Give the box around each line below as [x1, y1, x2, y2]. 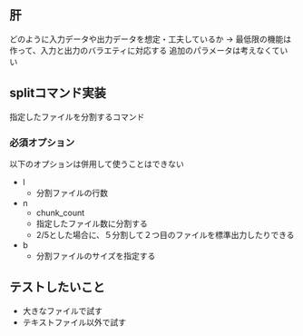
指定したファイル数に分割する [35, 218, 148, 229]
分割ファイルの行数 [35, 187, 109, 198]
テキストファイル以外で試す [22, 316, 127, 328]
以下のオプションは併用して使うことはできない [9, 158, 184, 169]
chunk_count [35, 207, 85, 218]
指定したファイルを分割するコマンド [9, 111, 145, 122]
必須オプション [9, 136, 75, 149]
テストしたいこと [9, 280, 105, 295]
